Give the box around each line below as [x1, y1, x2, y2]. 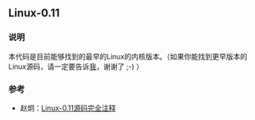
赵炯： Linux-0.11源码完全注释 [19, 103, 116, 113]
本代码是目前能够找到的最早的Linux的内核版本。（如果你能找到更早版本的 [8, 51, 248, 61]
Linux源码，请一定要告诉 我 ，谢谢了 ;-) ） [8, 62, 144, 71]
